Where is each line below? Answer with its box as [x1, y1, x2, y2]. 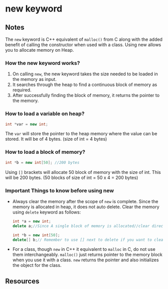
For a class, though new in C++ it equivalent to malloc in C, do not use [12, 246, 155, 252]
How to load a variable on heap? [5, 110, 85, 117]
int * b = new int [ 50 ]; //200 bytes [5, 160, 80, 165]
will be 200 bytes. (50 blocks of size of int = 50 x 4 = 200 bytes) [5, 174, 138, 180]
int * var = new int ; [5, 122, 49, 127]
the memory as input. [12, 76, 57, 82]
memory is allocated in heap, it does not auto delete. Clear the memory [12, 204, 159, 210]
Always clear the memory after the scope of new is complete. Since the [12, 198, 158, 204]
